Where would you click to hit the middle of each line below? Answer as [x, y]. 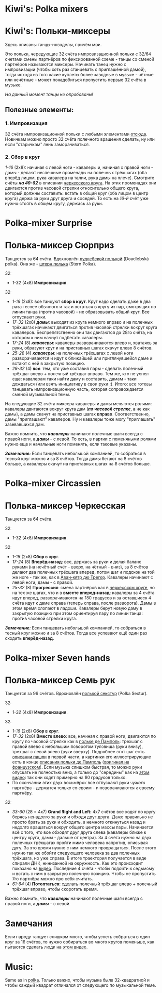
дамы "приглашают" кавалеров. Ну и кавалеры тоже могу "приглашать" [80, 419]
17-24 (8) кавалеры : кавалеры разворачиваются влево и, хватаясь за [85, 343]
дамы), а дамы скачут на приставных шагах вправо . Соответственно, [77, 414]
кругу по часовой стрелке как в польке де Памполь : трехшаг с [77, 742]
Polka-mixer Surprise [49, 223]
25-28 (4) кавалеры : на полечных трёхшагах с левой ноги [73, 353]
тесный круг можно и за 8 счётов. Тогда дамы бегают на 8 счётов [74, 459]
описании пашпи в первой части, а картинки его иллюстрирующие [81, 757]
